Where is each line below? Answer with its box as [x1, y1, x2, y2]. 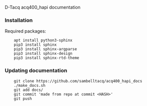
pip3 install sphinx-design [14, 51, 72, 56]
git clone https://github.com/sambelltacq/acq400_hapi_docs [14, 78, 142, 83]
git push [14, 96, 32, 101]
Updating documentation [5, 67, 67, 74]
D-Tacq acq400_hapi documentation [5, 5, 81, 10]
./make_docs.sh [14, 83, 46, 88]
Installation [5, 17, 33, 24]
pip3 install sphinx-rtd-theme [14, 55, 80, 61]
